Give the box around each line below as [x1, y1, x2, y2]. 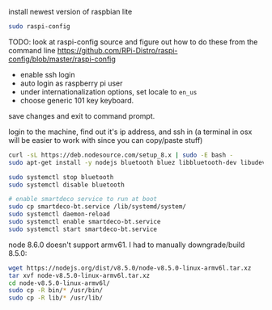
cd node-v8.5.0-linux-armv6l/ [8, 279, 111, 287]
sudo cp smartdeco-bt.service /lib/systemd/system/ [8, 203, 186, 211]
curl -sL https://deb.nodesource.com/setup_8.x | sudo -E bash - [8, 151, 233, 159]
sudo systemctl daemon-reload [8, 210, 111, 219]
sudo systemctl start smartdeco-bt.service [8, 225, 158, 233]
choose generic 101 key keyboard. [19, 95, 134, 105]
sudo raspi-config [8, 23, 70, 31]
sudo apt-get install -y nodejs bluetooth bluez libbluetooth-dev [8, 158, 237, 166]
